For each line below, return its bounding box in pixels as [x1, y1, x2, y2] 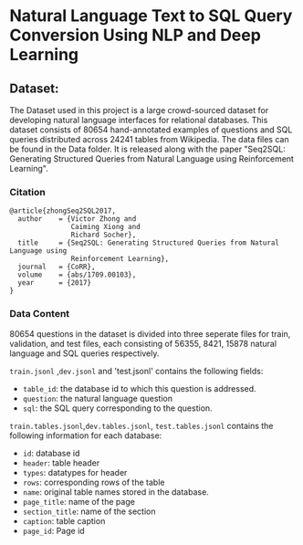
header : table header [22, 457, 100, 468]
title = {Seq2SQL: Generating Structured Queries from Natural [17, 238, 280, 247]
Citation [9, 185, 46, 198]
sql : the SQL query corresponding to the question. [22, 403, 213, 414]
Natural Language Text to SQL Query [9, 5, 293, 26]
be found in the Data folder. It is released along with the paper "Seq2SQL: [9, 143, 286, 154]
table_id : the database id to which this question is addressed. [22, 383, 257, 393]
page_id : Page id [22, 525, 85, 536]
